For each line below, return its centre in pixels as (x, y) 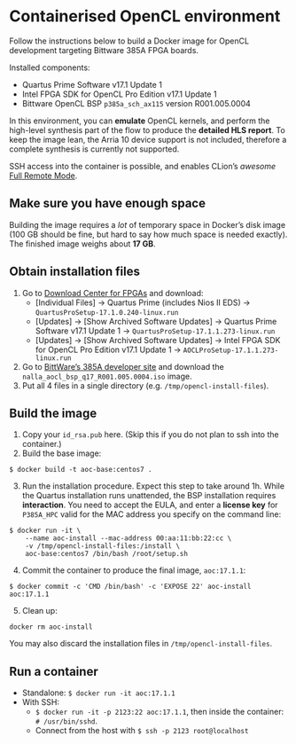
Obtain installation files (74, 272)
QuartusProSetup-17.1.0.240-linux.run (107, 312)
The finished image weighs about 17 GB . (83, 243)
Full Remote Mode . (43, 176)
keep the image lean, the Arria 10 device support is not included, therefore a (148, 139)
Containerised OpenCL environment (145, 16)
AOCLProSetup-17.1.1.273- (231, 350)
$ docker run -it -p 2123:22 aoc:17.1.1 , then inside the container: (160, 712)
